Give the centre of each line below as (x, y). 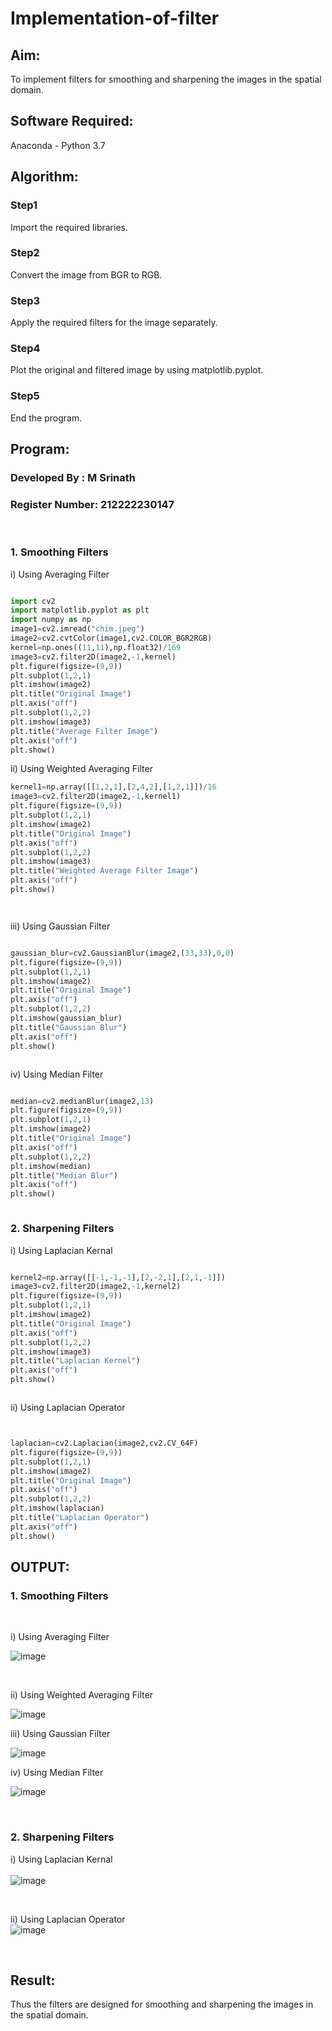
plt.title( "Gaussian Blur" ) (69, 1027)
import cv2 (33, 601)
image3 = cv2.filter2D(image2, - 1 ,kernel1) (96, 797)
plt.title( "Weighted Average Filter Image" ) (104, 871)
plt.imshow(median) (51, 1166)
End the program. (46, 418)
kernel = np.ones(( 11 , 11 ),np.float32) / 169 (96, 647)
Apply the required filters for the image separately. (114, 323)
